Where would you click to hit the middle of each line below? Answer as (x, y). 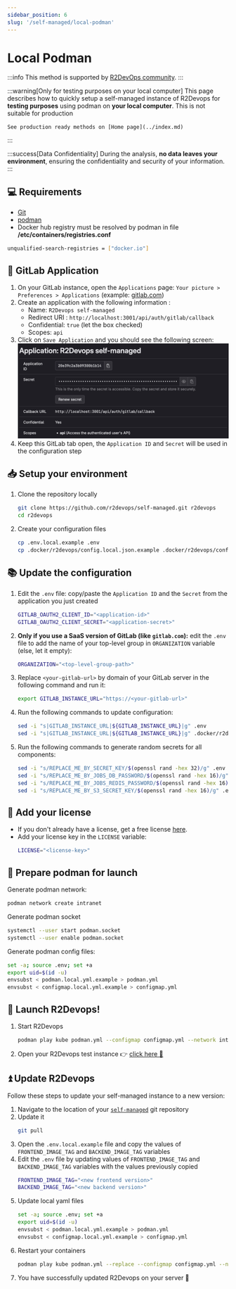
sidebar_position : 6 (38, 15)
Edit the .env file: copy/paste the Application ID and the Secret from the (123, 593)
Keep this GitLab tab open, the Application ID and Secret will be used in (123, 443)
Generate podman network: (47, 889)
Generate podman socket (44, 916)
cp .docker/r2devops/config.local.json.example (88, 550)
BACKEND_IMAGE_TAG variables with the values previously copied (107, 1166)
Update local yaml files (51, 1201)
